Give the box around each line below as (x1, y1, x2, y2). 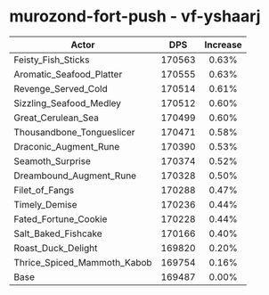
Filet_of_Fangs (13, 184, 74, 196)
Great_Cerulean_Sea (13, 111, 100, 124)
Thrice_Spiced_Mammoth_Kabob (13, 256, 153, 268)
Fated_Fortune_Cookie (13, 212, 108, 225)
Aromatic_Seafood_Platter (13, 68, 123, 80)
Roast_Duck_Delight (13, 242, 98, 254)
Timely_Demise (13, 198, 77, 210)
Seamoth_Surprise (13, 154, 91, 167)
